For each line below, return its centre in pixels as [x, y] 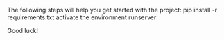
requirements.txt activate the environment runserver [82, 17]
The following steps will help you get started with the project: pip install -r [112, 10]
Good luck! [23, 31]
